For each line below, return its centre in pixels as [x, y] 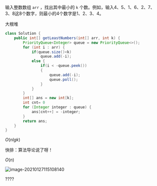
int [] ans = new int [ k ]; [48, 98]
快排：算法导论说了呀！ [29, 150]
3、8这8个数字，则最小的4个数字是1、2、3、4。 [54, 13]
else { [38, 61]
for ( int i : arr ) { [44, 47]
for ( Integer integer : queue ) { [57, 107]
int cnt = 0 [34, 103]
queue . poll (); [64, 79]
